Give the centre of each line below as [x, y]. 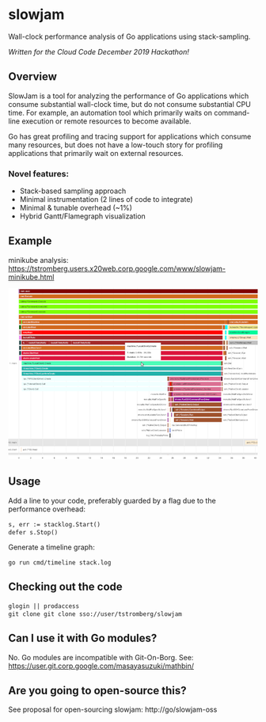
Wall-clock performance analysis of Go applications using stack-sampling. [129, 36]
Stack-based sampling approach [73, 191]
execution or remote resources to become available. [106, 121]
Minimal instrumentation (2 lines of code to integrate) [106, 199]
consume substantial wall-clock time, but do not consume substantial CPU [129, 104]
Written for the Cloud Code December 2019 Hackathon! [99, 51]
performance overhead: [47, 509]
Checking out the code [65, 587]
